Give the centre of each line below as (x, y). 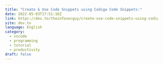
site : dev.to (18, 23)
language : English (24, 27)
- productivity (25, 50)
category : (15, 32)
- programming (24, 41)
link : (10, 18)
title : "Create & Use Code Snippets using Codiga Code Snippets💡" (74, 9)
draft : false (18, 54)
